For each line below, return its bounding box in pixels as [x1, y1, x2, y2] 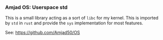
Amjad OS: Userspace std [5, 4, 68, 11]
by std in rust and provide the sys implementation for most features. [5, 20, 143, 26]
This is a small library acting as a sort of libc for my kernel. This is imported [5, 15, 159, 21]
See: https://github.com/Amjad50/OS [5, 30, 80, 36]
